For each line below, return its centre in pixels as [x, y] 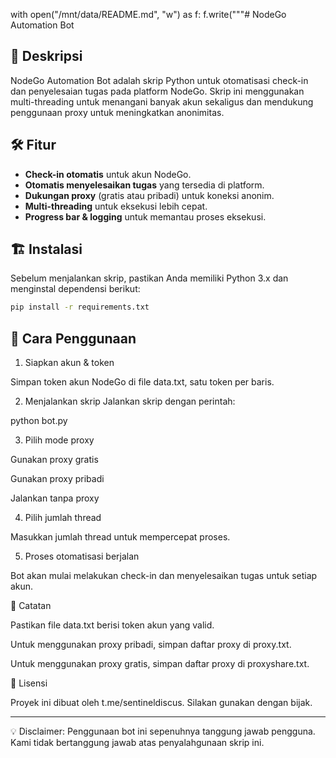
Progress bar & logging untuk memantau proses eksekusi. [145, 216]
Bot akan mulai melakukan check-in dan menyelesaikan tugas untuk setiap [164, 576]
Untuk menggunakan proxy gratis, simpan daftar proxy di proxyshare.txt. [160, 664]
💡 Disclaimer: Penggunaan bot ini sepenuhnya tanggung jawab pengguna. [163, 731]
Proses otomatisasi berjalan [82, 556]
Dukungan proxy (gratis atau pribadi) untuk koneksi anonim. [149, 195]
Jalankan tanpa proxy [55, 498]
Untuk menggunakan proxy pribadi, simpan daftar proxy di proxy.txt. [151, 645]
